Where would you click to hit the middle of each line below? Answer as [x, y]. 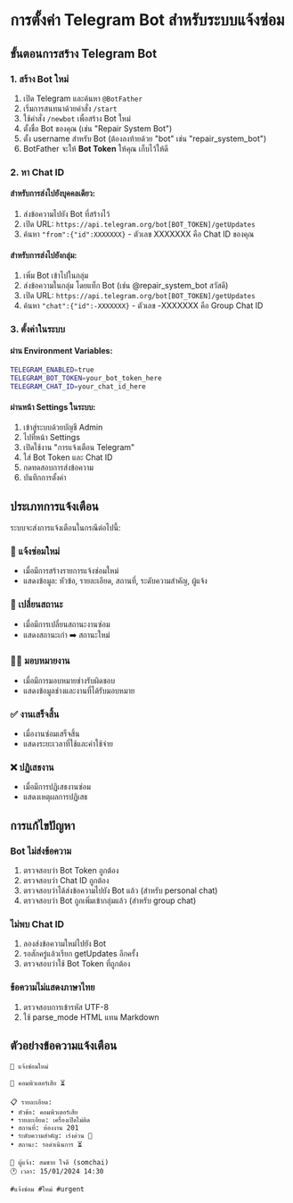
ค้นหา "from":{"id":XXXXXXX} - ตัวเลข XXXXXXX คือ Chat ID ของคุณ [138, 234]
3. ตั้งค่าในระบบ [38, 330]
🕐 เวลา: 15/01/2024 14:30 [57, 1171]
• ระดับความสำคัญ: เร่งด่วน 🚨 [51, 1135]
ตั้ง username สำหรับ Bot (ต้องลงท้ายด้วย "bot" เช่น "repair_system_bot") [145, 138]
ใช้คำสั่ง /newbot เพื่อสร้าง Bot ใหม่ [77, 118]
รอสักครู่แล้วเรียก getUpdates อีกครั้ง [81, 954]
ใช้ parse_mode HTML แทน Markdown [91, 1017]
